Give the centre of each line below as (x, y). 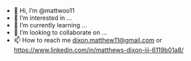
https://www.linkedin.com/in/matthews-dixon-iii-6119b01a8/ (99, 50)
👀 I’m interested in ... (43, 18)
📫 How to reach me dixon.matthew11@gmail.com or (88, 40)
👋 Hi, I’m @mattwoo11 (44, 11)
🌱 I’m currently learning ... (50, 25)
